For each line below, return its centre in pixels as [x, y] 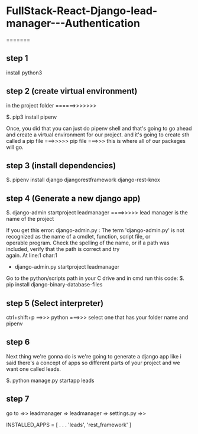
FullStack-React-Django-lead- [82, 11]
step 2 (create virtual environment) [72, 91]
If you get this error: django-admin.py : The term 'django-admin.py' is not [95, 230]
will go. [15, 147]
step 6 [18, 342]
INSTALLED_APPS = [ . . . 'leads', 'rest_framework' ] [69, 425]
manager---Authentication [73, 23]
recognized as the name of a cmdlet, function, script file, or [78, 237]
